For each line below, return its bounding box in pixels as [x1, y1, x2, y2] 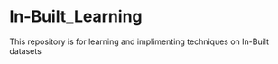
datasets [9, 45, 42, 56]
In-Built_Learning [9, 6, 143, 27]
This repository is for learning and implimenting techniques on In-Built [9, 36, 269, 47]
